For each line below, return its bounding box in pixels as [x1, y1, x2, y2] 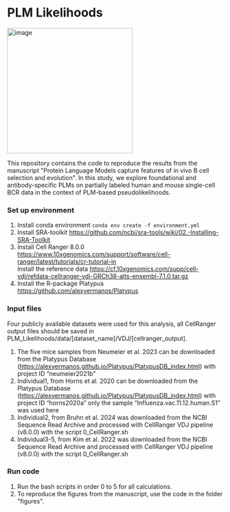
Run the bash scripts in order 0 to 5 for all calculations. [16, 482, 172, 491]
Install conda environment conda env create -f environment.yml [16, 221, 200, 230]
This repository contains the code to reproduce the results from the [7, 159, 198, 167]
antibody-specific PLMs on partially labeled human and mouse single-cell [7, 181, 216, 189]
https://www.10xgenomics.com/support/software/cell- [16, 250, 171, 258]
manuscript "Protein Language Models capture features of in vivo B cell [7, 166, 209, 175]
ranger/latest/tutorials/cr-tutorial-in [16, 258, 117, 266]
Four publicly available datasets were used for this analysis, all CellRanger [7, 320, 216, 328]
